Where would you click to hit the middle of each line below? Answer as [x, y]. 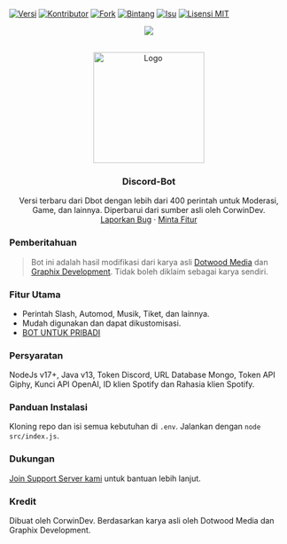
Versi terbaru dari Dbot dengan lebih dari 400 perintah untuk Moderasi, [149, 201]
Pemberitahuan [43, 242]
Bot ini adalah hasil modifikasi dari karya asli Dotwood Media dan [149, 262]
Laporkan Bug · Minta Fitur [149, 220]
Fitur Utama [35, 295]
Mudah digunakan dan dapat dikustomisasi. [101, 323]
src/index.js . [34, 436]
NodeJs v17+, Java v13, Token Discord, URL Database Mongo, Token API [143, 375]
